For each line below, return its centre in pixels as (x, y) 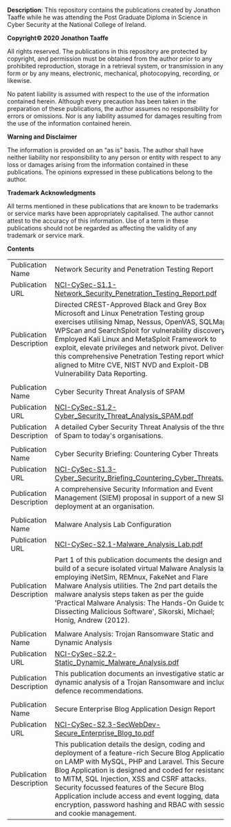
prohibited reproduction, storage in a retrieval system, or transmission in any (115, 66)
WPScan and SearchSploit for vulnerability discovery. (141, 330)
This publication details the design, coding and (130, 744)
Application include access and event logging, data (137, 796)
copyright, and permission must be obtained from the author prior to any (110, 59)
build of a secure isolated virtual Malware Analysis (135, 568)
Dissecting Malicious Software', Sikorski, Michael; (135, 611)
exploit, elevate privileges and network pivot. (127, 348)
